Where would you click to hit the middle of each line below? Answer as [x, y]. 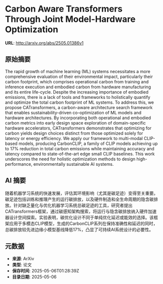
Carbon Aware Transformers [64, 9]
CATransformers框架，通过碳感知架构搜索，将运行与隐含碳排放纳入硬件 [77, 211]
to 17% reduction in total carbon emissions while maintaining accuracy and [80, 148]
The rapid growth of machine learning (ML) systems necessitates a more [78, 71]
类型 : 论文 [22, 265]
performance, [19, 164]
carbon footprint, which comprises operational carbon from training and [77, 81]
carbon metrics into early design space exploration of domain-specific [75, 123]
